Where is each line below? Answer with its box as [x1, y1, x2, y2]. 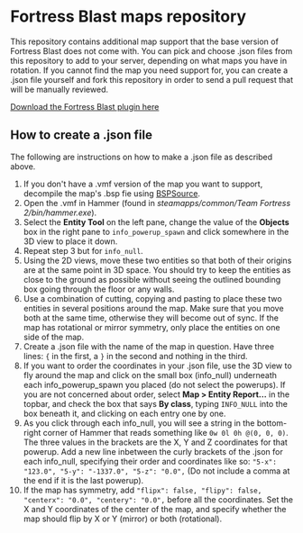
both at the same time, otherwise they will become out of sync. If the [23, 312, 279, 323]
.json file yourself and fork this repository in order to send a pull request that [10, 74, 294, 85]
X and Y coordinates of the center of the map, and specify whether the [23, 503, 287, 514]
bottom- [256, 417, 288, 429]
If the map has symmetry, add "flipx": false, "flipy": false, [23, 484, 262, 495]
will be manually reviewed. [10, 84, 109, 95]
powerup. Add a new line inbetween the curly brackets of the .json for [23, 446, 283, 456]
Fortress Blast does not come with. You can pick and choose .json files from [10, 45, 293, 56]
